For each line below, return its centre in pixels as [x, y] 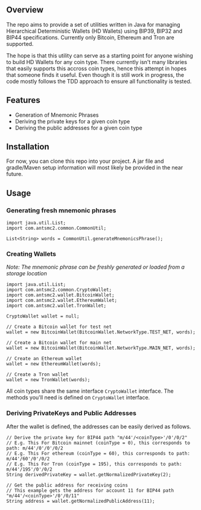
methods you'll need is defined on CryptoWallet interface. [78, 397]
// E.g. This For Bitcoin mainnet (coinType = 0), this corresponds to [98, 443]
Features [23, 100]
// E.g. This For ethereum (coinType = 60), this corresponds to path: [98, 453]
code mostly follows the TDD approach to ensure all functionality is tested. [99, 81]
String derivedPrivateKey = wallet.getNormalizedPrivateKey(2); [89, 474]
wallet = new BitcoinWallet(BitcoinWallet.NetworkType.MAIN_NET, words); [101, 348]
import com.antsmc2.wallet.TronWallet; [56, 306]
